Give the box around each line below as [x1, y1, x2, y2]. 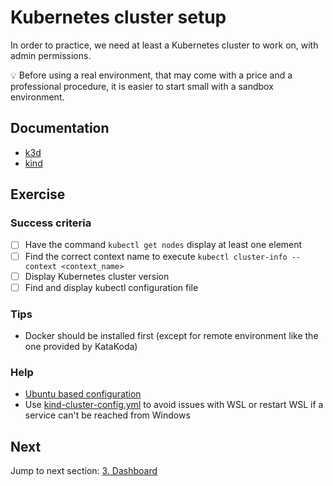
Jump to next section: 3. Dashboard [10, 465, 158, 477]
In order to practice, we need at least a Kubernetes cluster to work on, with [10, 39, 319, 51]
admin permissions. [10, 49, 92, 61]
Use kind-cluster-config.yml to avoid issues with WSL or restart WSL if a [24, 399, 324, 411]
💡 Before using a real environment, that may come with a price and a [10, 69, 293, 81]
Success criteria [10, 216, 92, 230]
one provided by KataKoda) [24, 340, 138, 352]
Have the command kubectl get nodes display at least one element [24, 239, 303, 251]
